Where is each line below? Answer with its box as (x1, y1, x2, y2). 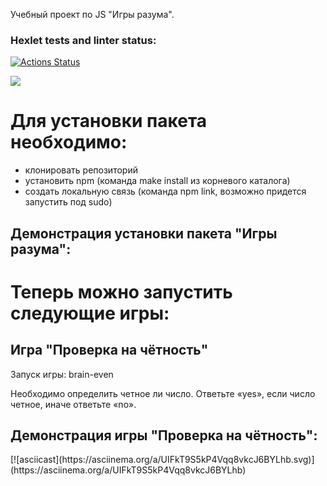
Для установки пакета (10, 110, 208, 133)
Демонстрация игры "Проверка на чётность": (10, 427, 318, 444)
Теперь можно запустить (10, 280, 233, 303)
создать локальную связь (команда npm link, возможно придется (24, 185, 307, 198)
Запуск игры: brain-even (10, 368, 114, 380)
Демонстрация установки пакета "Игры (10, 225, 278, 242)
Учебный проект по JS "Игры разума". (10, 9, 175, 20)
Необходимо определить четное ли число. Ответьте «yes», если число (10, 387, 316, 399)
